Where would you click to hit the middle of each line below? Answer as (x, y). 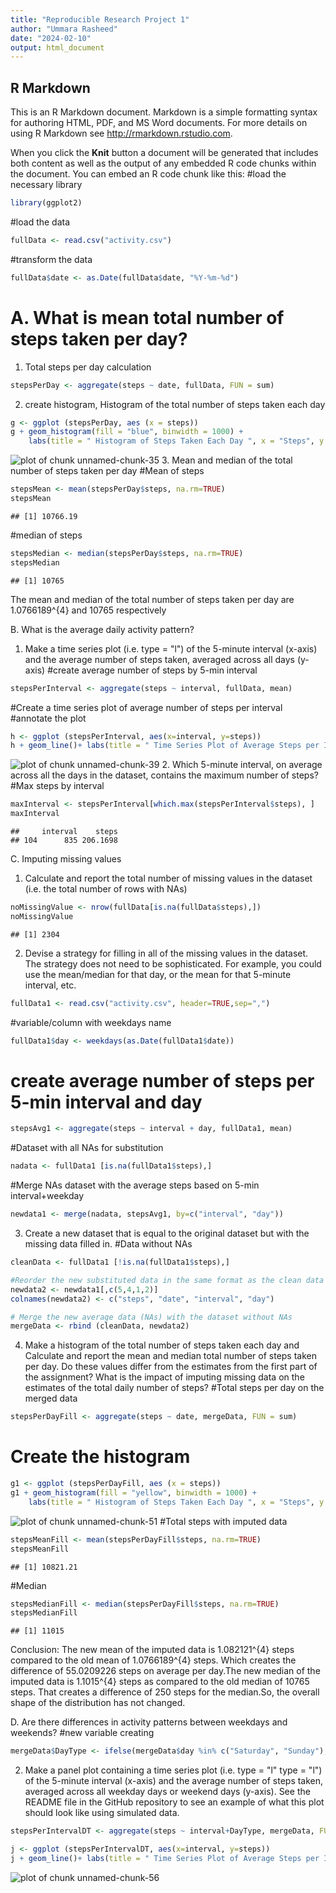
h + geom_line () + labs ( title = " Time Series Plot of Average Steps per (165, 746)
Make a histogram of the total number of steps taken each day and (162, 1345)
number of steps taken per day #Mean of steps (107, 471)
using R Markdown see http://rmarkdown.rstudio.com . (121, 133)
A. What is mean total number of (147, 317)
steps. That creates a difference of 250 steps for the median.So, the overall (165, 1692)
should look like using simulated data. (102, 1813)
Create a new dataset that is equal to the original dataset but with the (167, 1233)
